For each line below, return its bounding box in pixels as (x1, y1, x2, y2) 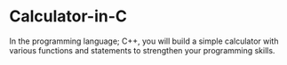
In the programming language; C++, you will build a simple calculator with (9, 36, 279, 46)
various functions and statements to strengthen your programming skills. (9, 45, 275, 55)
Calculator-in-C (9, 6, 127, 27)
